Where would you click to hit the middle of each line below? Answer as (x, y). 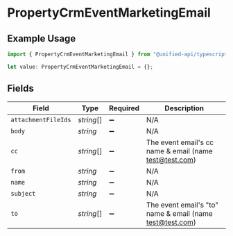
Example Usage (42, 39)
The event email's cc (180, 142)
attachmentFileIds (41, 120)
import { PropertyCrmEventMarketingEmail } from (79, 54)
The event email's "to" (182, 205)
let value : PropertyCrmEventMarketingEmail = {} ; (80, 67)
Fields (21, 88)
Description (184, 108)
